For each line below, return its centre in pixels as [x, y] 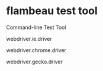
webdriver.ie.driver [29, 38]
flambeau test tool [52, 11]
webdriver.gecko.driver [35, 62]
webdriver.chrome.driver [36, 50]
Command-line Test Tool [36, 27]
